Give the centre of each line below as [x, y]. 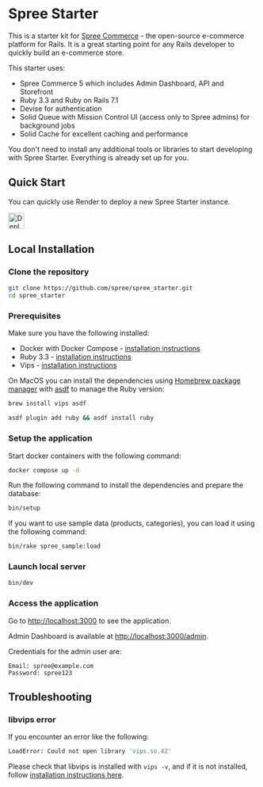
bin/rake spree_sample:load [55, 546]
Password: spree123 [40, 673]
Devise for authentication [61, 109]
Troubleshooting [50, 697]
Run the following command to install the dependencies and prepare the [126, 485]
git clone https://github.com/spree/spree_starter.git [101, 288]
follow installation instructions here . [66, 775]
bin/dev [21, 583]
